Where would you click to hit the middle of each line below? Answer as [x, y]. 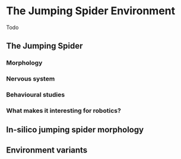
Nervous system [31, 79]
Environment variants [47, 150]
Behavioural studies [36, 95]
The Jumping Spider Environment [91, 11]
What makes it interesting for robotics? [64, 111]
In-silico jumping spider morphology [75, 130]
